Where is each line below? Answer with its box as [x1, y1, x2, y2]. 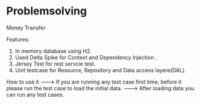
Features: [6, 35, 30, 43]
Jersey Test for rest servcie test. [14, 60, 96, 67]
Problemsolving [6, 4, 87, 18]
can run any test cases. [6, 91, 64, 98]
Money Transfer [6, 24, 46, 31]
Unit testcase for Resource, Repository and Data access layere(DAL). [14, 66, 186, 73]
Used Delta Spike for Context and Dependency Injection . [14, 54, 157, 61]
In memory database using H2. [14, 47, 92, 55]
